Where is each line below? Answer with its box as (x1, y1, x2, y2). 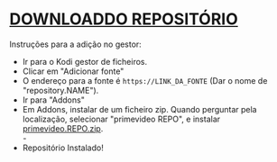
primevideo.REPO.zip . (22, 122, 104, 134)
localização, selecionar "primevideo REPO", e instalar (22, 113, 221, 124)
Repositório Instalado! (22, 142, 104, 153)
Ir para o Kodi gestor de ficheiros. (22, 56, 147, 67)
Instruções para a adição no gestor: (9, 39, 142, 49)
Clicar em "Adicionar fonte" (22, 66, 125, 76)
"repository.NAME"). (22, 85, 99, 95)
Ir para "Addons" (22, 94, 86, 105)
